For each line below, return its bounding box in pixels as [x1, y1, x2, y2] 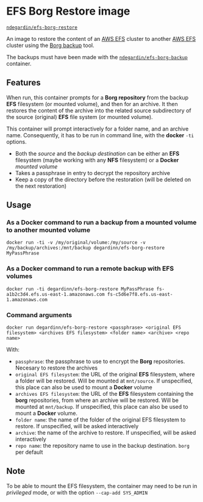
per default [15, 448, 43, 456]
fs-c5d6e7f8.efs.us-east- [107, 291, 173, 297]
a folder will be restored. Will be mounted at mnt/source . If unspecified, [15, 377, 193, 385]
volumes [6, 272, 33, 281]
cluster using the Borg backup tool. [6, 41, 94, 49]
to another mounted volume [6, 226, 90, 234]
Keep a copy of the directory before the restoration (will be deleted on [15, 176, 191, 183]
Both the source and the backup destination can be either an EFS [15, 149, 180, 157]
